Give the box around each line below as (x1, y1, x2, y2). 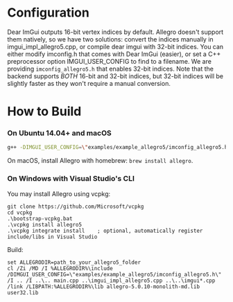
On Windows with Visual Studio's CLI (7, 174, 135, 184)
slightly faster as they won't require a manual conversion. (7, 79, 171, 87)
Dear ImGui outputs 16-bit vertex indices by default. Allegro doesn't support (7, 28, 224, 36)
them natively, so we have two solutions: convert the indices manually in (7, 35, 214, 43)
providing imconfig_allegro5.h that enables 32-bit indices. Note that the (7, 64, 214, 73)
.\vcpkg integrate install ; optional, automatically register (7, 227, 203, 234)
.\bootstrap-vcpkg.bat (7, 215, 73, 222)
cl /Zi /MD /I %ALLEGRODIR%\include (7, 265, 113, 272)
